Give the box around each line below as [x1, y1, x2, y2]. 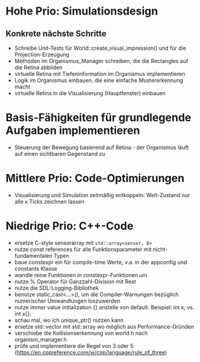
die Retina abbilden [14, 64, 63, 71]
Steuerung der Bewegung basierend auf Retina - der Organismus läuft [14, 144, 189, 151]
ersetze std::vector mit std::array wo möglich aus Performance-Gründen [14, 323, 195, 330]
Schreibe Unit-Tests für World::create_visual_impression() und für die [14, 44, 187, 52]
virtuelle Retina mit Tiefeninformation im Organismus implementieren [14, 70, 185, 77]
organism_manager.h [14, 335, 67, 343]
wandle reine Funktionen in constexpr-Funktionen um [14, 271, 147, 278]
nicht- [152, 246, 168, 253]
